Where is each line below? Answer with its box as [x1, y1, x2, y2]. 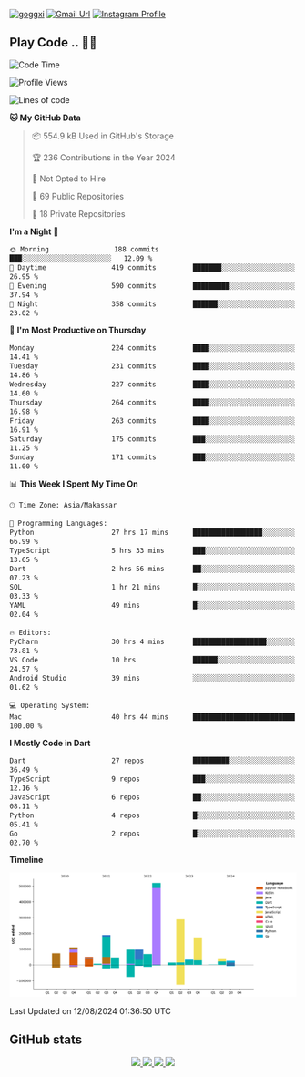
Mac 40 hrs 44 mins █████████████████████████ [9, 712, 296, 722]
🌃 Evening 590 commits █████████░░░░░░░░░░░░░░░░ [9, 281, 296, 291]
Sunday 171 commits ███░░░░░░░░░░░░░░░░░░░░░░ [9, 452, 296, 462]
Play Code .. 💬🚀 [9, 35, 97, 50]
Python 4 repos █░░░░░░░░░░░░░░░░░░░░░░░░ [9, 811, 296, 820]
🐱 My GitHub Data [9, 112, 82, 123]
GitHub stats [9, 1032, 83, 1048]
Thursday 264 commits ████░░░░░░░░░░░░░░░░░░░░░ [9, 397, 296, 407]
